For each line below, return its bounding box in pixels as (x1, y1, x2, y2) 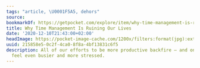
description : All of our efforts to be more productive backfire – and (6, 47, 187, 53)
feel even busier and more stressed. (11, 53, 105, 59)
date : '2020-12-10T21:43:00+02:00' (6, 31, 95, 37)
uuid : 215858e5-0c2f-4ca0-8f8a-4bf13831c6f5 (6, 42, 118, 48)
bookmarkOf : (6, 20, 36, 25)
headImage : (6, 36, 33, 42)
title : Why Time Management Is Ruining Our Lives (6, 25, 132, 31)
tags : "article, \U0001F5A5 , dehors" (6, 8, 100, 15)
